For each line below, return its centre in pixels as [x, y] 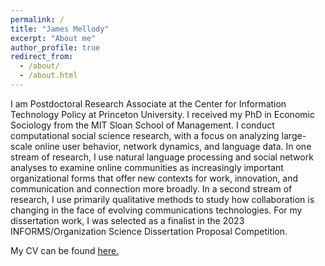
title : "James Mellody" [60, 29]
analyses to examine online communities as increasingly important [147, 167]
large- [294, 135]
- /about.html [48, 76]
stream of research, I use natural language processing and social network [162, 157]
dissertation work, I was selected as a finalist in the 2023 [127, 220]
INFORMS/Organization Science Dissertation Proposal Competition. [149, 231]
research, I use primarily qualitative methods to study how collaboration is [162, 199]
